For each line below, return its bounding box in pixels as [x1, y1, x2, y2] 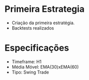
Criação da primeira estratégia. [11, 20, 75, 26]
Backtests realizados [11, 25, 55, 31]
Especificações [4, 42, 69, 54]
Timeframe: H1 [11, 58, 42, 65]
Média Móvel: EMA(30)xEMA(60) [11, 64, 79, 70]
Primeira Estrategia [4, 3, 85, 15]
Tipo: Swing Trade [11, 69, 49, 75]
